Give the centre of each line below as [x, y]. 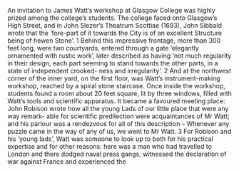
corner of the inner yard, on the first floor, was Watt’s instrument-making [114, 78]
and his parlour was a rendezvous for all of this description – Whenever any [118, 124]
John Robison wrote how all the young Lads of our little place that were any [118, 109]
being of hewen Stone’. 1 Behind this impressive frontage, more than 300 [114, 41]
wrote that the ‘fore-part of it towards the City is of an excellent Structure [115, 33]
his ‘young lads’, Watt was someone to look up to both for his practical [111, 139]
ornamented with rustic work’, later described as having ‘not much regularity [119, 56]
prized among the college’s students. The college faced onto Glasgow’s [112, 18]
